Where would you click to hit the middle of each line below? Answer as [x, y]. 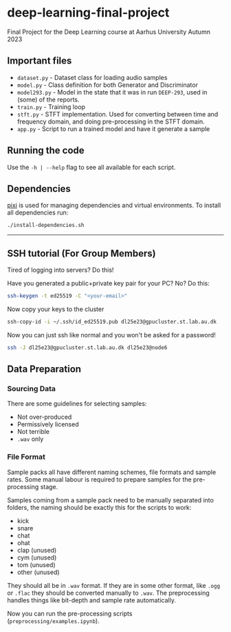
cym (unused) [37, 557]
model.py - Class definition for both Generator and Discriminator [107, 85]
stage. [49, 486]
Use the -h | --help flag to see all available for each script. [91, 167]
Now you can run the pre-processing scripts [70, 613]
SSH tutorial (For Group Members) [81, 253]
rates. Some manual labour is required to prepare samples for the [99, 479]
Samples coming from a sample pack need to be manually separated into [111, 500]
